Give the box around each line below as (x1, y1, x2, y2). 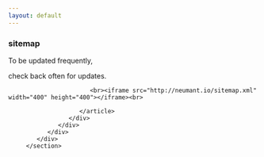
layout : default (8, 11, 62, 20)
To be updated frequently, (8, 56, 94, 65)
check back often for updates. (8, 71, 107, 80)
